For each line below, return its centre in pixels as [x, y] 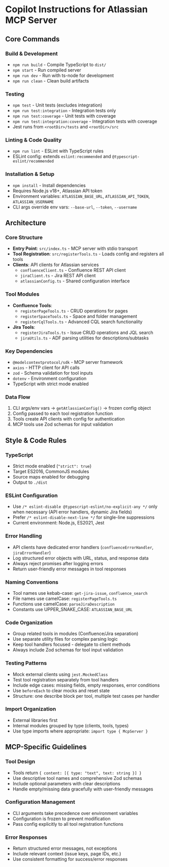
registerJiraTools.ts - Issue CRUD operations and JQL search [87, 332]
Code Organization [29, 622]
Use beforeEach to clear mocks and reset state [61, 690]
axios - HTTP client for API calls [46, 367]
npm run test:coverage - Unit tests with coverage [64, 116]
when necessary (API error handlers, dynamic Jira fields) [72, 512]
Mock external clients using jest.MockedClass [60, 674]
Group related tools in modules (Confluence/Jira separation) [75, 634]
